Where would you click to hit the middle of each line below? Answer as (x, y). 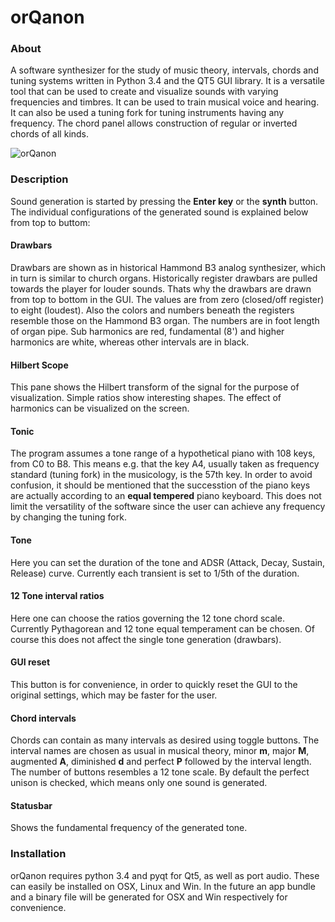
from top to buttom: (50, 222)
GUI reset (30, 662)
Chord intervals (43, 718)
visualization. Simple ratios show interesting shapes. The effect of (146, 398)
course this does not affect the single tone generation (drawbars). (146, 639)
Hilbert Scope (39, 365)
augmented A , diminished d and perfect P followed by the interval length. (161, 762)
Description (39, 179)
